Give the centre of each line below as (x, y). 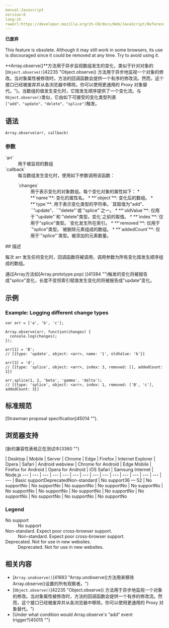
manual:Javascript (24, 10)
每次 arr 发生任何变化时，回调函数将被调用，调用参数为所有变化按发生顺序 (82, 257)
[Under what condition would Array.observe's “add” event (72, 614)
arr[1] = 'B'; (20, 350)
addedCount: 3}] (22, 389)
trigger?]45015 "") (31, 620)
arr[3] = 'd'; (20, 363)
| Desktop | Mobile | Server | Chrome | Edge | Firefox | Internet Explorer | (80, 459)
